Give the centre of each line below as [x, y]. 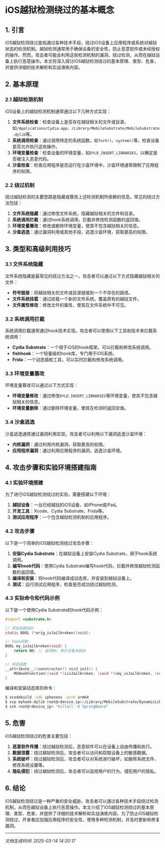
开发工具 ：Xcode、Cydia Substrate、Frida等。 [59, 511]
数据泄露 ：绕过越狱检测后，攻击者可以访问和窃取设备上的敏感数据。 [81, 752]
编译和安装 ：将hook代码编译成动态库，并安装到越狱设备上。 [73, 578]
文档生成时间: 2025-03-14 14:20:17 [41, 841]
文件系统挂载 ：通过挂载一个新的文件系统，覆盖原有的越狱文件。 [77, 298]
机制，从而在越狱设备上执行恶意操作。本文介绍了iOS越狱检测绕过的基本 [78, 807]
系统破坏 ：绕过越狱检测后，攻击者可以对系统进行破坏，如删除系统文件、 [85, 759]
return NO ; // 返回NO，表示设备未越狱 [50, 651]
